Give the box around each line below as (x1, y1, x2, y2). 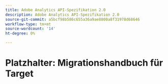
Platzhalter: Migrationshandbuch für (5, 57, 163, 69)
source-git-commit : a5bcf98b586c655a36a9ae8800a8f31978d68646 (5, 17, 140, 22)
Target (5, 68, 34, 79)
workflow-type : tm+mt (5, 21, 51, 27)
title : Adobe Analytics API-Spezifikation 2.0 (5, 7, 106, 13)
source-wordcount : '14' (5, 26, 56, 31)
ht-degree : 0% (5, 31, 36, 36)
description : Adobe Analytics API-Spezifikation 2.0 (5, 12, 120, 17)
